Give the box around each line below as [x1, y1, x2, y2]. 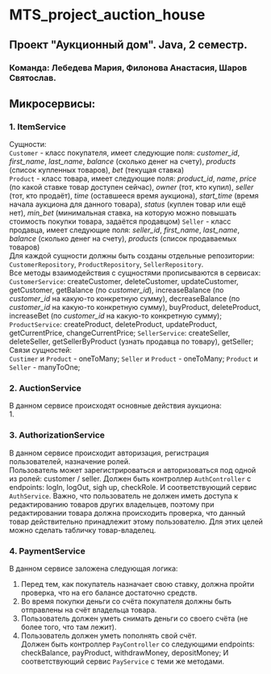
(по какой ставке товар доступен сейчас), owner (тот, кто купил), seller [9, 182, 254, 192]
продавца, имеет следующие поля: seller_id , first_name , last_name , [9, 225, 240, 235]
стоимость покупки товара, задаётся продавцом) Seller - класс [9, 216, 231, 227]
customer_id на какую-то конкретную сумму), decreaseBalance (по [9, 294, 240, 304]
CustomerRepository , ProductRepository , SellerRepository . [9, 260, 204, 270]
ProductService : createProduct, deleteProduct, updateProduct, [9, 320, 218, 329]
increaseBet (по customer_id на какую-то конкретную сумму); [9, 311, 223, 320]
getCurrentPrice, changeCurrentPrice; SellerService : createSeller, [9, 329, 231, 338]
